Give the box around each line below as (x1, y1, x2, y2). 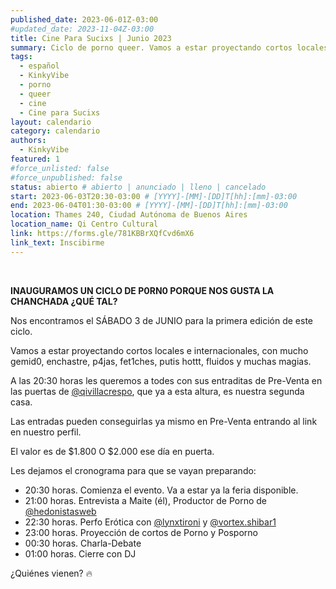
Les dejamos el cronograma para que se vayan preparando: (10, 464, 257, 476)
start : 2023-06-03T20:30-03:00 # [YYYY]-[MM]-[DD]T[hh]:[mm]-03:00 (10, 191, 298, 201)
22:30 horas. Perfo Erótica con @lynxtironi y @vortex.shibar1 (24, 516, 277, 528)
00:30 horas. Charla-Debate (24, 537, 142, 549)
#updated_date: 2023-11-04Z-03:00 (10, 24, 155, 34)
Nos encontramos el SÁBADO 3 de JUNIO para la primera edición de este (10, 314, 314, 326)
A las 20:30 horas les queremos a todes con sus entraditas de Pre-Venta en (10, 374, 323, 386)
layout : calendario (10, 117, 92, 127)
